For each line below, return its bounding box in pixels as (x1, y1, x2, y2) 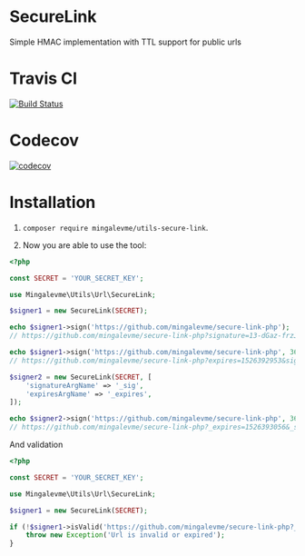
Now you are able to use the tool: (22, 239, 147, 251)
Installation (9, 193, 96, 213)
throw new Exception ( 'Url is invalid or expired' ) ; (25, 531, 225, 540)
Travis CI (9, 68, 78, 89)
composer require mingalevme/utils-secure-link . (22, 222, 209, 233)
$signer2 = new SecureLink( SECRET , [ (9, 372, 152, 382)
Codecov (9, 130, 80, 151)
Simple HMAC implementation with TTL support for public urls (9, 36, 242, 47)
